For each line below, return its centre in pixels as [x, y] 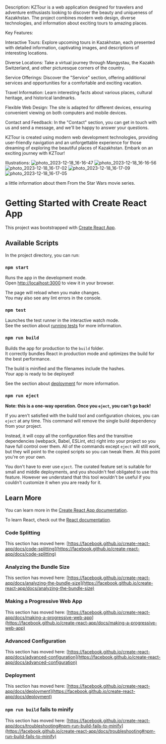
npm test [16, 310]
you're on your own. [26, 457]
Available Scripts [32, 243]
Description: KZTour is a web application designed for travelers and [74, 7]
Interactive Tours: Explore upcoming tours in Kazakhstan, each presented [80, 42]
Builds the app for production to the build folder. [55, 348]
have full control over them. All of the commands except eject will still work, [83, 446]
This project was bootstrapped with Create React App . [61, 227]
